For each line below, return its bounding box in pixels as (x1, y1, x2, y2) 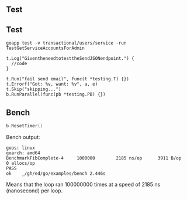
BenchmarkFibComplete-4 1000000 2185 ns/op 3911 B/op (6, 155, 182, 161)
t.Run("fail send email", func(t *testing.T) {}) (6, 76, 130, 82)
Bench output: (6, 133, 40, 140)
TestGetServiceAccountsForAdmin (6, 45, 85, 52)
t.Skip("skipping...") (6, 86, 61, 93)
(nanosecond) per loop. (6, 187, 63, 194)
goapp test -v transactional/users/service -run (6, 40, 127, 46)
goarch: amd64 (6, 150, 41, 156)
